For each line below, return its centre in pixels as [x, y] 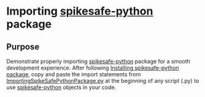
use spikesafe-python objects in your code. [61, 87]
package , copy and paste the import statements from [74, 74]
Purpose [23, 47]
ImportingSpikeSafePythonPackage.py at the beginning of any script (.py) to [103, 81]
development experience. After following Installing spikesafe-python [93, 68]
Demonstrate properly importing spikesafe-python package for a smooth [98, 61]
